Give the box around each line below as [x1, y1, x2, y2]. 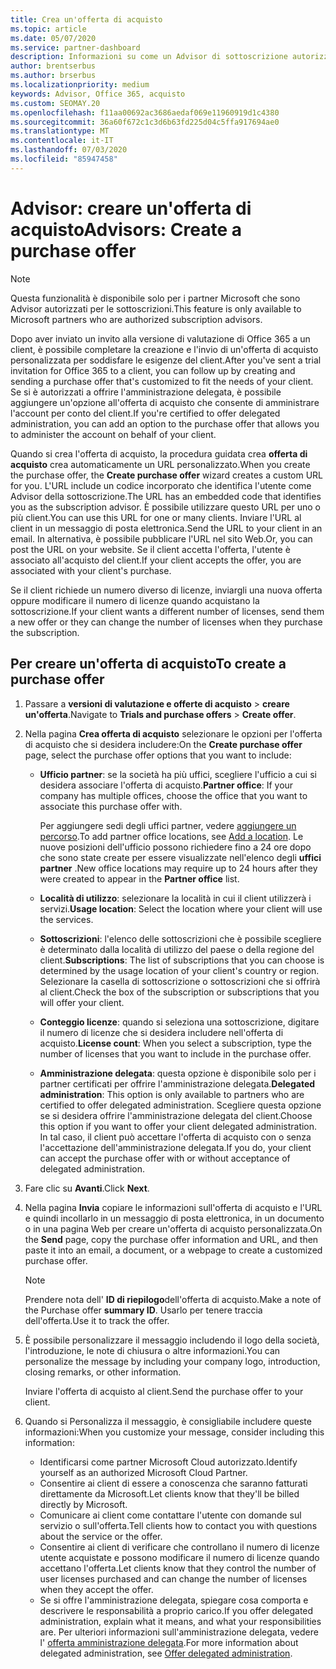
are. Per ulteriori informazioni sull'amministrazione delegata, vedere [39, 1626, 319, 1638]
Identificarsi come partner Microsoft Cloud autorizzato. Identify [39, 1456, 298, 1468]
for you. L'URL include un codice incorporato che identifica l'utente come [10, 479, 312, 491]
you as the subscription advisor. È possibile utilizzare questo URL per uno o [10, 501, 321, 513]
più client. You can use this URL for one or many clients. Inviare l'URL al [10, 511, 302, 523]
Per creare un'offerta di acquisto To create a [10, 656, 287, 673]
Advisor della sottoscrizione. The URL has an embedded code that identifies [10, 490, 322, 502]
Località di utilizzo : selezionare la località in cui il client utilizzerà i [39, 892, 312, 904]
